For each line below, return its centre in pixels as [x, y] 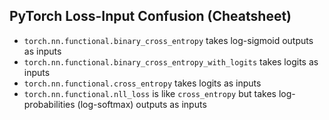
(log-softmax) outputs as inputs [142, 104]
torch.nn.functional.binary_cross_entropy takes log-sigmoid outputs [168, 40]
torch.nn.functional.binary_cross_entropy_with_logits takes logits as [171, 61]
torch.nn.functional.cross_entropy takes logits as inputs [142, 83]
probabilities [49, 104]
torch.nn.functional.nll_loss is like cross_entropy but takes [150, 93]
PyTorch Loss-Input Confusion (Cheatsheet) [150, 16]
